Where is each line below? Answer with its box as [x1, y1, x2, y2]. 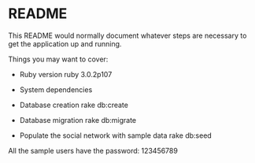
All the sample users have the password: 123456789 [8, 146, 179, 155]
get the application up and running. [8, 39, 122, 48]
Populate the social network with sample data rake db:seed [19, 131, 213, 140]
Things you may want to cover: [8, 54, 109, 64]
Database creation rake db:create [19, 100, 128, 109]
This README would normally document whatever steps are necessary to [8, 31, 247, 40]
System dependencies [19, 84, 93, 94]
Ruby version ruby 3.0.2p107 [19, 69, 113, 79]
